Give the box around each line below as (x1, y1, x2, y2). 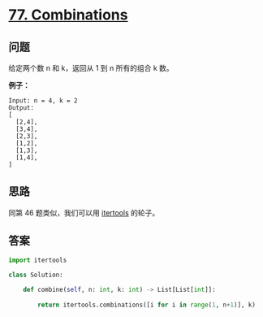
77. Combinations (8, 6, 128, 24)
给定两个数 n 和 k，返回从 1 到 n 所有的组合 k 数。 (8, 63, 175, 72)
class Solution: (8, 271, 63, 279)
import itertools (8, 256, 67, 264)
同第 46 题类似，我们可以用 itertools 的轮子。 (8, 207, 160, 217)
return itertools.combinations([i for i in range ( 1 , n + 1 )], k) (37, 301, 256, 309)
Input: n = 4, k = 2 (8, 97, 79, 105)
